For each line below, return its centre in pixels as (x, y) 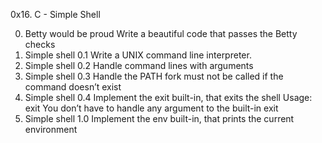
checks (40, 44)
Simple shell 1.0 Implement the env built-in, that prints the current (159, 118)
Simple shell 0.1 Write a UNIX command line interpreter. (138, 55)
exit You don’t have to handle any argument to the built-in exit (151, 108)
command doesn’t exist (73, 87)
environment (51, 129)
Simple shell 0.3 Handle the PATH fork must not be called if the (154, 76)
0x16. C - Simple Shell (55, 14)
